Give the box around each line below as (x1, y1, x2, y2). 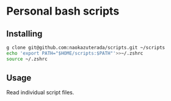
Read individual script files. (6, 89, 75, 96)
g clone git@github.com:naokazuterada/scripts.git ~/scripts (6, 44, 166, 50)
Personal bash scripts (6, 4, 120, 18)
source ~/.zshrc (6, 56, 48, 62)
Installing (6, 29, 43, 39)
